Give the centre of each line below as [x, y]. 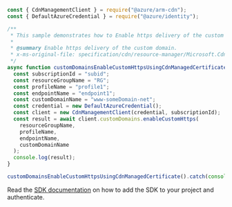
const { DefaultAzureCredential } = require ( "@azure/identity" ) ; [103, 16]
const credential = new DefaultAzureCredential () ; [88, 106]
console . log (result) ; [45, 158]
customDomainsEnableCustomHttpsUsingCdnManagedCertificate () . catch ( [108, 177]
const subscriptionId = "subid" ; [61, 74]
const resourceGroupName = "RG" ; [61, 80]
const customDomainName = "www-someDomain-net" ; [85, 100]
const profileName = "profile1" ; [61, 87]
